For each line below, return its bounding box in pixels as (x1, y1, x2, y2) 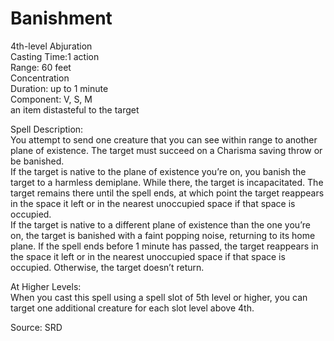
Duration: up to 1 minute (10, 82, 109, 94)
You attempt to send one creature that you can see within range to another (10, 133, 318, 146)
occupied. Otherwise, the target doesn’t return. (10, 261, 205, 273)
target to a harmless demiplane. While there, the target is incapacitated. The (10, 176, 324, 188)
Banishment (10, 7, 113, 30)
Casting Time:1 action (10, 50, 100, 62)
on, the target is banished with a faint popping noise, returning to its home (10, 229, 316, 241)
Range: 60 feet (10, 61, 72, 73)
